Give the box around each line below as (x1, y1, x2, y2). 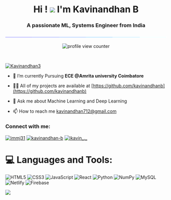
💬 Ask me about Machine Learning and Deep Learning (12, 98, 127, 104)
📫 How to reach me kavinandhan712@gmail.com (12, 108, 117, 114)
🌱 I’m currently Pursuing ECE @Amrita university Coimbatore (12, 73, 144, 79)
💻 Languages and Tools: (5, 154, 113, 165)
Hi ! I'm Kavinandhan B (33, 4, 139, 15)
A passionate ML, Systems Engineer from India (26, 22, 146, 29)
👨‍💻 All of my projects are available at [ (12, 83, 93, 89)
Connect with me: (5, 123, 51, 130)
